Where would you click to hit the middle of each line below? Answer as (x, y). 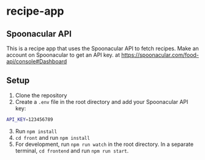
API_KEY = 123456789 (30, 119)
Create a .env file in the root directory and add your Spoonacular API (102, 101)
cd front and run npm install (53, 137)
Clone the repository (41, 95)
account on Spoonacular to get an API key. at (63, 55)
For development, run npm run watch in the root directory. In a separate (104, 144)
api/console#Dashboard (37, 61)
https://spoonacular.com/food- (160, 55)
